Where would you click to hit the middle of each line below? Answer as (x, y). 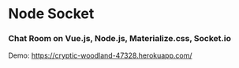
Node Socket (51, 14)
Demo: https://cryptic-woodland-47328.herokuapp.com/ (100, 55)
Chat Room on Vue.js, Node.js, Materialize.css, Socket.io (119, 39)
